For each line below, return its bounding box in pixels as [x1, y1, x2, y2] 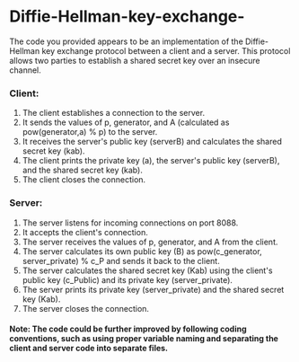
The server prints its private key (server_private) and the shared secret [22, 284, 285, 295]
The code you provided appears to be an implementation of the [9, 36, 244, 47]
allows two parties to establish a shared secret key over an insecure [9, 55, 260, 66]
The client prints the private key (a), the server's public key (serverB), [22, 155, 280, 166]
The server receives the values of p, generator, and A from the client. [22, 236, 278, 247]
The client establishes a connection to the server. [22, 108, 205, 119]
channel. [9, 65, 42, 75]
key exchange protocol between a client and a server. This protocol [41, 45, 291, 56]
